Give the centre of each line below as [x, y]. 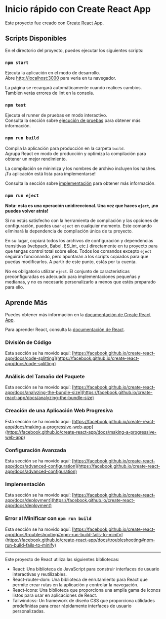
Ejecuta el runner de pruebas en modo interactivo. [56, 115]
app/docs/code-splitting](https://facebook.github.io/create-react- [72, 358]
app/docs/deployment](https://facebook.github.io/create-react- [70, 500]
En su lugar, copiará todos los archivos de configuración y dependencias [79, 240]
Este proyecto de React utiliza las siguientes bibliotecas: [62, 559]
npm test [16, 105]
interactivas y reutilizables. [40, 574]
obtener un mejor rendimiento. [36, 159]
